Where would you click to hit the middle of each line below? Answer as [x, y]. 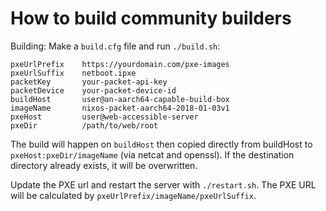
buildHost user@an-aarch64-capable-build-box [120, 99]
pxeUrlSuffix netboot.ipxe [73, 73]
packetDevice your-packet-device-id [93, 90]
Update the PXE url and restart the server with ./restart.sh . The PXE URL [163, 184]
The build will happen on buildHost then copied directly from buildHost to [161, 144]
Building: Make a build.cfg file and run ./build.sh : [115, 46]
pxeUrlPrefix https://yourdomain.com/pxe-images [120, 64]
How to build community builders [151, 18]
